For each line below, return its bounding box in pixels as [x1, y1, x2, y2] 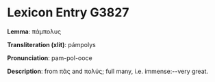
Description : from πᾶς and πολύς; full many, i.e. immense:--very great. [7, 67, 209, 75]
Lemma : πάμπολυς [7, 27, 62, 36]
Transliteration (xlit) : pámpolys [7, 40, 96, 49]
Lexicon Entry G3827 [7, 5, 129, 20]
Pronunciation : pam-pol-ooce [7, 53, 92, 62]
